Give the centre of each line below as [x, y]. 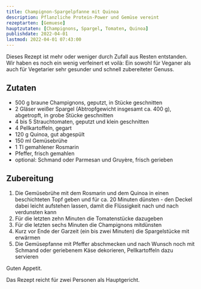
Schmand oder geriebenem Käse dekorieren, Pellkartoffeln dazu [94, 250]
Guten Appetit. [24, 268]
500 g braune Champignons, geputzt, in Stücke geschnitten [89, 102]
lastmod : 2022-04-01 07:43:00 [44, 39]
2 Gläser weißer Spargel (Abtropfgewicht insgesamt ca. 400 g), [93, 109]
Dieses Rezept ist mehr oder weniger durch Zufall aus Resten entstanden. [97, 57]
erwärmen [28, 238]
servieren [27, 256]
